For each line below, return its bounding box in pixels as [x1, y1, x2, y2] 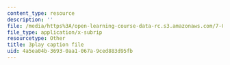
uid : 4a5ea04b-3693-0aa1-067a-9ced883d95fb [7, 48, 133, 55]
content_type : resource [7, 9, 75, 17]
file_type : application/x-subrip [7, 28, 103, 36]
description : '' [7, 16, 53, 23]
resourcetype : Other [7, 35, 66, 42]
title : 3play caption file [7, 41, 84, 48]
